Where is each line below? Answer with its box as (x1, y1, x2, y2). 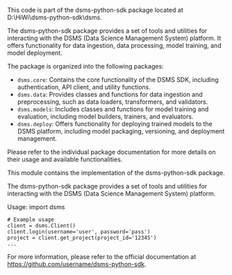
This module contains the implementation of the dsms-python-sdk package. (7, 169, 226, 177)
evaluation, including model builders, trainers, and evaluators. (17, 112, 194, 121)
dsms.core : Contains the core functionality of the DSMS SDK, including (17, 76, 219, 84)
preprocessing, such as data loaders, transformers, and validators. (17, 98, 208, 106)
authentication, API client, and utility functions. (17, 83, 151, 91)
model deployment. (7, 48, 63, 57)
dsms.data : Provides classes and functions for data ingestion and (17, 90, 203, 98)
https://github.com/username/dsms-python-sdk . (7, 260, 147, 268)
